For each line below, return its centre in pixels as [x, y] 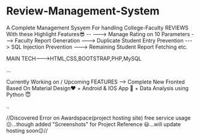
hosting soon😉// [27, 130]
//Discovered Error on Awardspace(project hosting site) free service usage [98, 118]
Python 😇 [19, 94]
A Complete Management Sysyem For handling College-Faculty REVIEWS [97, 28]
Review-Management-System [83, 11]
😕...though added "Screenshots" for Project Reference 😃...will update [94, 124]
